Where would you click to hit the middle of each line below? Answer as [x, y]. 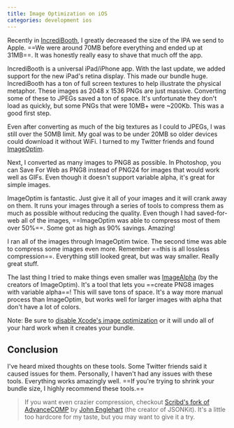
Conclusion [33, 349]
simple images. [29, 184]
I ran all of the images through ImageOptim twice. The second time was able [117, 241]
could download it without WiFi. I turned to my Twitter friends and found [111, 141]
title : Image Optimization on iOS [58, 14]
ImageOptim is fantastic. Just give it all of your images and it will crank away [117, 198]
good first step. [29, 113]
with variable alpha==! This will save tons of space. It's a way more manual [115, 292]
